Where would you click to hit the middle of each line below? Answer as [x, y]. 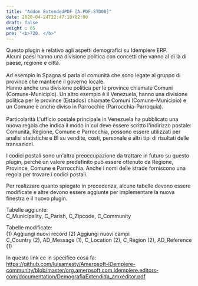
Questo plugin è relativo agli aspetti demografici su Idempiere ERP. [87, 50]
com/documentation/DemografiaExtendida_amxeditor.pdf [76, 277]
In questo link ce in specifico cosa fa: [51, 258]
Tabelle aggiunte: [27, 210]
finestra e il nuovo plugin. [37, 199]
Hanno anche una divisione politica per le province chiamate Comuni [90, 88]
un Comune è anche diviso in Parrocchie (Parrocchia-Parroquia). [85, 107]
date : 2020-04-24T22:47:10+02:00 [47, 17]
